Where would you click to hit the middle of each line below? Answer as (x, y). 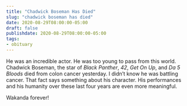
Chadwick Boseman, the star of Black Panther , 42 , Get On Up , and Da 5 (93, 67)
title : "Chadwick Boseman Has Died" (51, 11)
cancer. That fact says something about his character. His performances (94, 79)
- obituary (19, 45)
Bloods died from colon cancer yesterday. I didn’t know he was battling (92, 74)
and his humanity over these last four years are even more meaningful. (92, 86)
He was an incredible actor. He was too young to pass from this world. (91, 61)
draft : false (22, 28)
